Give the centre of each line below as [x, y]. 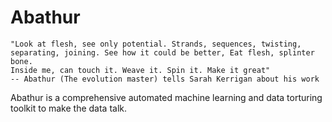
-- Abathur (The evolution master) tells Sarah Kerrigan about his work [165, 79]
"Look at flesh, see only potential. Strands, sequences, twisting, [156, 44]
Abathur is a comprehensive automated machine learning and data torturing [166, 97]
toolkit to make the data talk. [69, 108]
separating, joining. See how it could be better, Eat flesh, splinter [162, 52]
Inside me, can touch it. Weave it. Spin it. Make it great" [140, 70]
